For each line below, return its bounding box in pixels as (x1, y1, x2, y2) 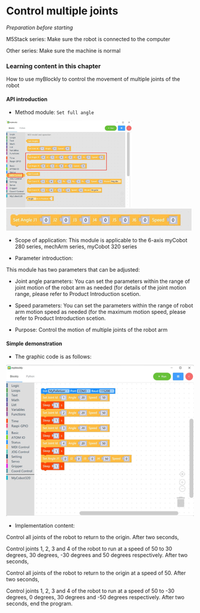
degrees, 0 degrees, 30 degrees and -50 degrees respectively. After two (6, 594, 185, 601)
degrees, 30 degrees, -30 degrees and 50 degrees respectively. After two (6, 552, 188, 559)
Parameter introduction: (14, 254, 73, 261)
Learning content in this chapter (6, 61, 101, 70)
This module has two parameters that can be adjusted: (6, 266, 140, 273)
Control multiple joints (6, 4, 118, 18)
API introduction (6, 96, 48, 103)
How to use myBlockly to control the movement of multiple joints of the (6, 76, 180, 83)
